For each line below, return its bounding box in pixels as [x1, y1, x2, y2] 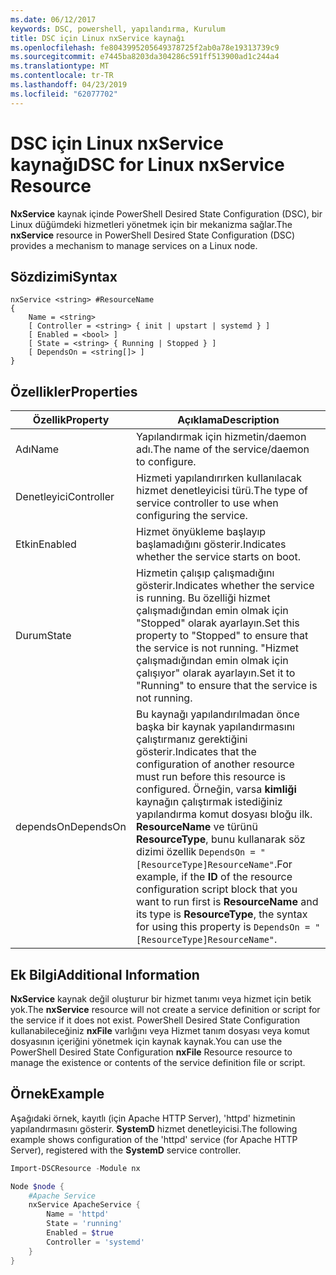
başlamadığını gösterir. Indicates [136, 537, 287, 551]
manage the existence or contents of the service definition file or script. [10, 1057, 306, 1068]
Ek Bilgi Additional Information [10, 966, 200, 983]
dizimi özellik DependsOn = [136, 845, 256, 859]
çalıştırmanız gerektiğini [136, 732, 248, 746]
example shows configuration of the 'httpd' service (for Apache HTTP [10, 1133, 298, 1145]
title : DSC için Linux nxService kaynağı [10, 33, 186, 43]
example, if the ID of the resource [136, 870, 293, 884]
